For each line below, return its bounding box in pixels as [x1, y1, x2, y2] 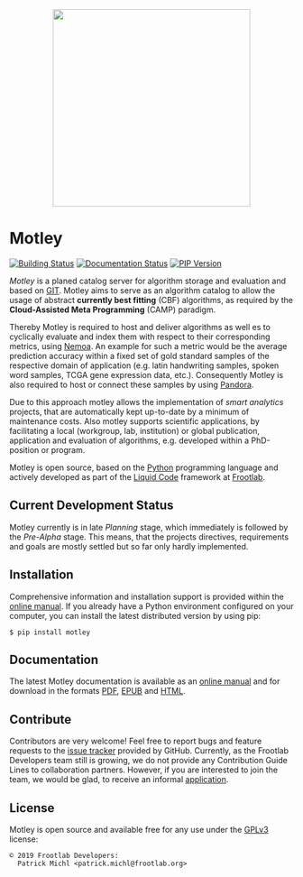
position [9, 444, 40, 455]
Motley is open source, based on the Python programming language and [9, 462, 279, 473]
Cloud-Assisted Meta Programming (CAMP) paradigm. [9, 304, 216, 315]
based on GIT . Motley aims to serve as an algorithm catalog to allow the [9, 284, 276, 296]
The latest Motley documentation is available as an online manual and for [9, 676, 280, 687]
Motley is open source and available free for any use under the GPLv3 [9, 825, 269, 835]
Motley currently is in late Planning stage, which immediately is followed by [9, 522, 289, 532]
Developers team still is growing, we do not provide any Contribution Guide [9, 755, 289, 766]
